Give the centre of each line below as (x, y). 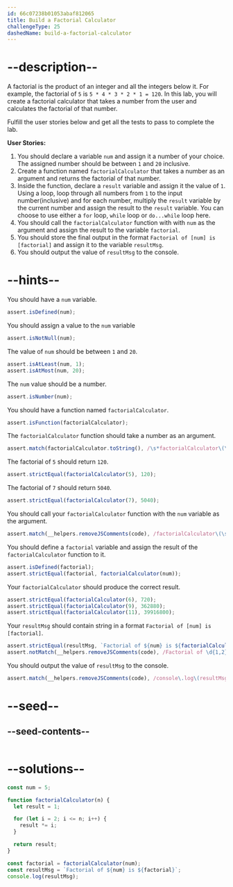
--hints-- (34, 280)
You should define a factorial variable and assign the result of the (103, 547)
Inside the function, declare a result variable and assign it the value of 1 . (121, 186)
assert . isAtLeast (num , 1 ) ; (46, 364)
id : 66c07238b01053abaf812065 (51, 14)
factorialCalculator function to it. (57, 554)
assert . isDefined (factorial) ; (51, 567)
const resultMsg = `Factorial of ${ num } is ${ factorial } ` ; (94, 870)
